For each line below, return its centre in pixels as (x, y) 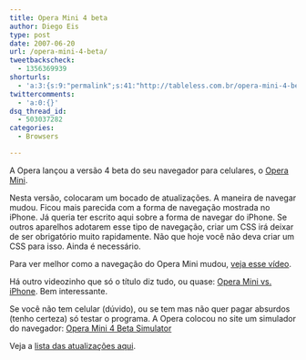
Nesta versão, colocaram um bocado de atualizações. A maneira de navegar (153, 198)
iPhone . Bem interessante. (58, 291)
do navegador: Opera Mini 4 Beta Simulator (91, 328)
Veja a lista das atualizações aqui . (73, 345)
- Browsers (38, 137)
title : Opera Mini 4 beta (58, 18)
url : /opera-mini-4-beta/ (58, 52)
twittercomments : (42, 94)
